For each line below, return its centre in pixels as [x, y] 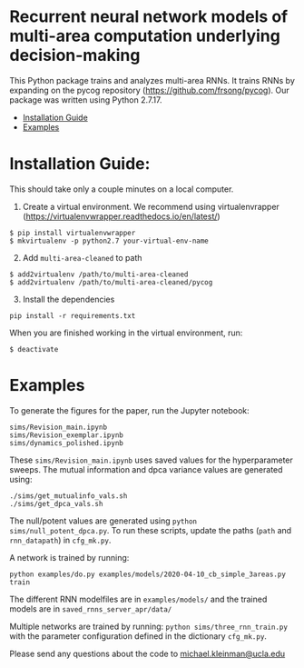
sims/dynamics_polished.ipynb [67, 443]
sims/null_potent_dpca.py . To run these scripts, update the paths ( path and [151, 530]
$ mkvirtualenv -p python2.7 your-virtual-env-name [109, 241]
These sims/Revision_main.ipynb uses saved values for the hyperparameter [151, 460]
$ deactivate [34, 349]
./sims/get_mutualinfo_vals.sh [69, 496]
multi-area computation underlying [145, 36]
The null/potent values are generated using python [103, 521]
